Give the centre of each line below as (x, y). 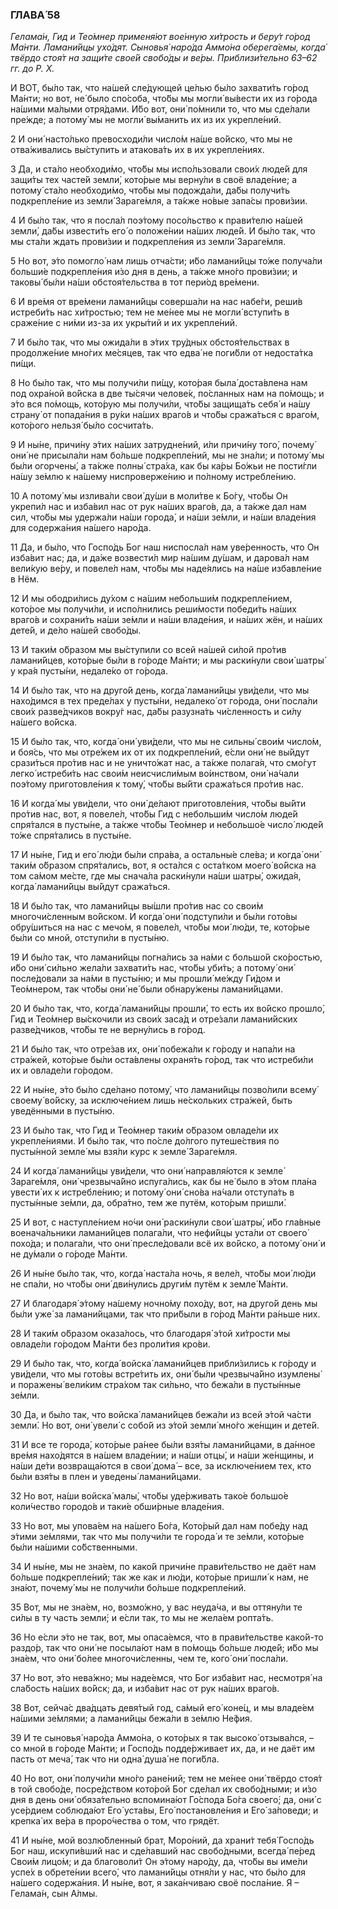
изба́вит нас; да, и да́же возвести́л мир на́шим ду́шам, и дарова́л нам (160, 558)
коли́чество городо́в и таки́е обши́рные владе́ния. (117, 1507)
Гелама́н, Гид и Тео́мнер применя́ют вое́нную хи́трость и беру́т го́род (160, 37)
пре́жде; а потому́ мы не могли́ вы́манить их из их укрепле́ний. (146, 120)
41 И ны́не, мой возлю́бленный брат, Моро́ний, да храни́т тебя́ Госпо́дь (162, 1840)
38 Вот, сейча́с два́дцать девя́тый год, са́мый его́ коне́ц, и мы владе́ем (162, 1708)
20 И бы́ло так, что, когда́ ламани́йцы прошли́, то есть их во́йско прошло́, (167, 1009)
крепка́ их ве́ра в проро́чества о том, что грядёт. (115, 1821)
